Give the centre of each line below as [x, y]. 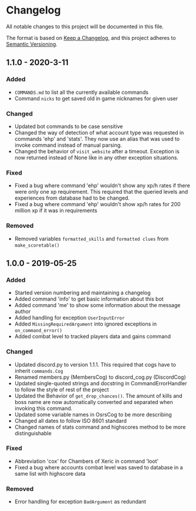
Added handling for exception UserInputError [70, 318]
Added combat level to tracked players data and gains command [93, 337]
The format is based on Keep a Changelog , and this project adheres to [91, 38]
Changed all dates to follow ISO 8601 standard [71, 421]
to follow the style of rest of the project [62, 389]
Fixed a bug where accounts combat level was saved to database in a [99, 467]
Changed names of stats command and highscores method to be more [100, 427]
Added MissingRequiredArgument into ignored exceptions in [86, 324]
